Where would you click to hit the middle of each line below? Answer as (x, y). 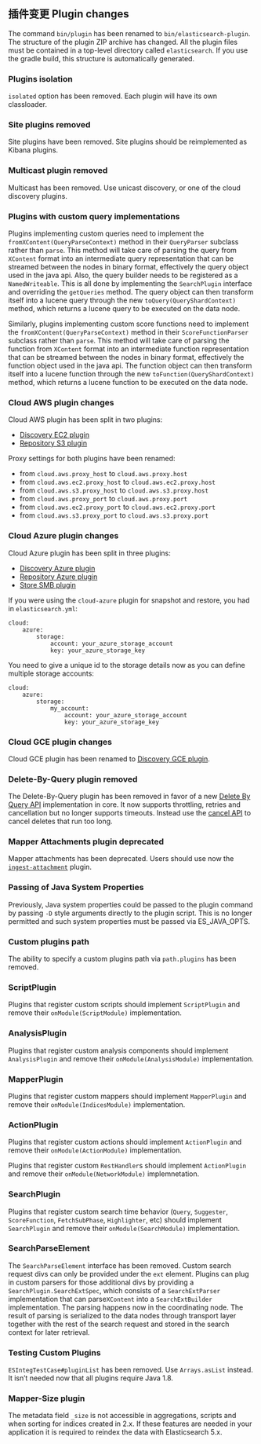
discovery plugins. (38, 196)
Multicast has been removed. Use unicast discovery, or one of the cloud (125, 188)
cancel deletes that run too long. (60, 821)
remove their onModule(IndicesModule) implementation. (97, 1104)
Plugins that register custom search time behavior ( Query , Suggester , (118, 1211)
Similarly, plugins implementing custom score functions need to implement (129, 324)
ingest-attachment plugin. (50, 867)
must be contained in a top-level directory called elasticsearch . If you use (128, 50)
